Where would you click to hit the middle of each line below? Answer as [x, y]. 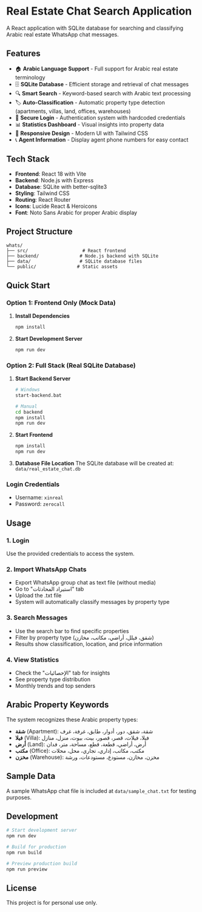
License [22, 888]
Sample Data [31, 776]
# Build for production [36, 847]
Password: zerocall [40, 504]
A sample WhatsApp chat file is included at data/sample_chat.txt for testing [101, 790]
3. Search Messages [37, 618]
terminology [30, 77]
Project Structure [39, 231]
